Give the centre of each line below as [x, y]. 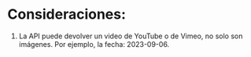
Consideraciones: [67, 14]
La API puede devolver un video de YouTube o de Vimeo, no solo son [131, 36]
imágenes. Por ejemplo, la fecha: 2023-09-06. [94, 44]
